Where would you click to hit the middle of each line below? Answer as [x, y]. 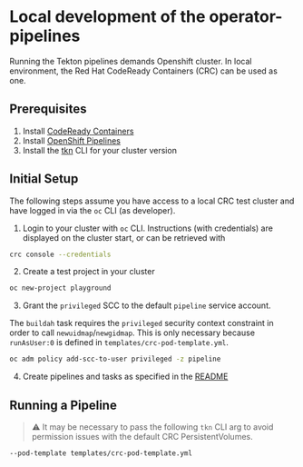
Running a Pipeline [64, 405]
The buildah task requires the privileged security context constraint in [142, 323]
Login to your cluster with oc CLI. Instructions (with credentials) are [148, 228]
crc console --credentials [60, 254]
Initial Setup [44, 179]
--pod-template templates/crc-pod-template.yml [101, 453]
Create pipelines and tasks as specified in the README [125, 377]
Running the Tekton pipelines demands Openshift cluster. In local [131, 61]
